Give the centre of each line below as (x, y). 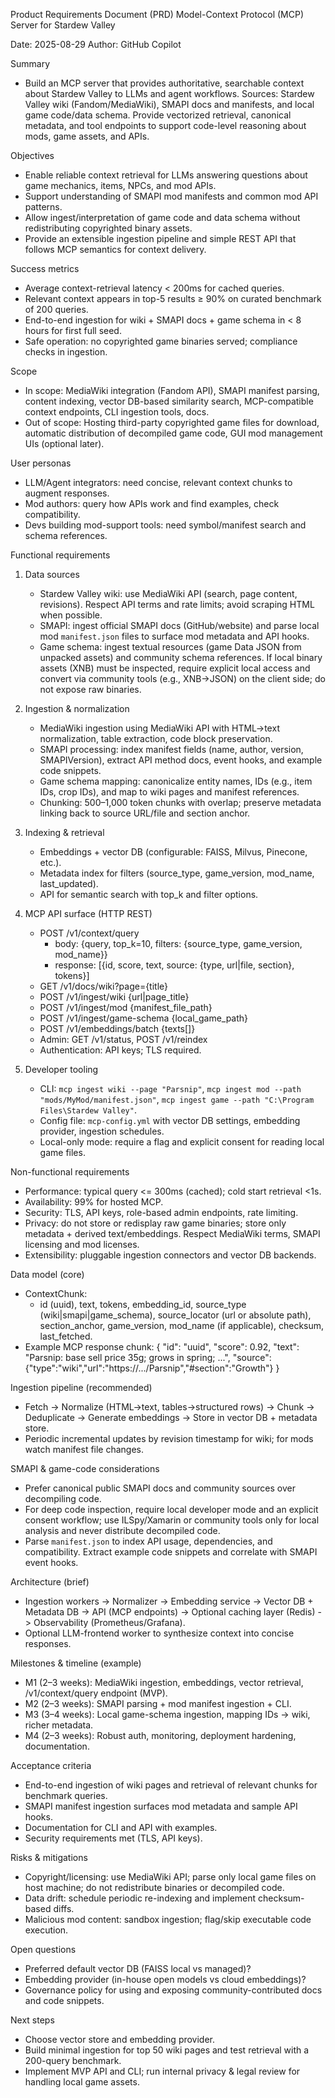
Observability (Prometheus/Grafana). (109, 1622)
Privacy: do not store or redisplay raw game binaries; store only (155, 1223)
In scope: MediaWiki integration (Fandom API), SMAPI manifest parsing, (172, 390)
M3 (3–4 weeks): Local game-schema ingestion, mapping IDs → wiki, (167, 1714)
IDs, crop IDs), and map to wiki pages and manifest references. (169, 792)
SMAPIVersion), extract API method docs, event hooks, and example (181, 760)
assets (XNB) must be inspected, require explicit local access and (175, 668)
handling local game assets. (82, 2082)
